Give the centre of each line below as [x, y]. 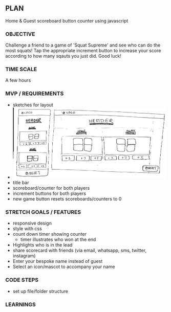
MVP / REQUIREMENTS [35, 94]
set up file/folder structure [40, 291]
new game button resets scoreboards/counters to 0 [67, 199]
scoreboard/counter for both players [51, 188]
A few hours [18, 80]
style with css [27, 229]
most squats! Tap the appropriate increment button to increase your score [83, 51]
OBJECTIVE [20, 34]
